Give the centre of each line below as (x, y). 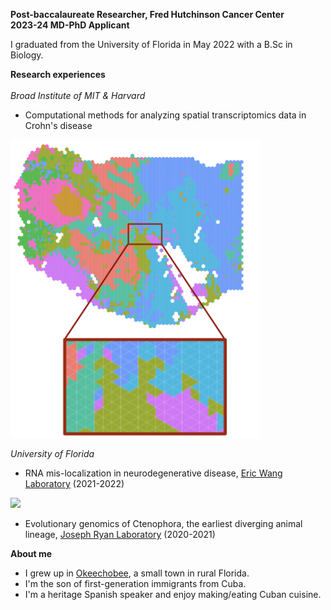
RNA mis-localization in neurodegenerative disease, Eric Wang (153, 473)
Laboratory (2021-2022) (74, 483)
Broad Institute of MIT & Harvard (78, 95)
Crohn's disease (58, 125)
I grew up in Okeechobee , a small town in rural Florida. (137, 573)
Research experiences (58, 74)
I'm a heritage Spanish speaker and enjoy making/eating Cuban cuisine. (173, 594)
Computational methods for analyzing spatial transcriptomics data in (165, 115)
